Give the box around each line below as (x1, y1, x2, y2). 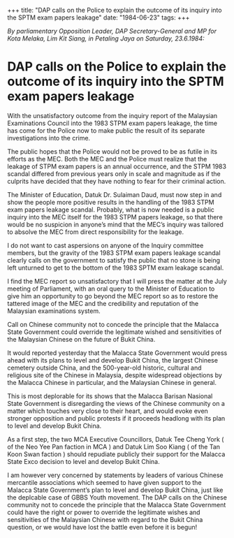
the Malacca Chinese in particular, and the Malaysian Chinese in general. (7, 378, 217, 386)
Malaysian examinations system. (7, 307, 101, 315)
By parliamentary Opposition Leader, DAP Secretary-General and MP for (7, 27, 217, 35)
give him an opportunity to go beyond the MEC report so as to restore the (7, 291, 219, 300)
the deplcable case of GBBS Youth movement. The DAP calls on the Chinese (7, 493, 227, 502)
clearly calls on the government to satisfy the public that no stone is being (7, 256, 221, 264)
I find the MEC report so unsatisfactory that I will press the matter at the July (7, 277, 227, 285)
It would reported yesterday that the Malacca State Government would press (7, 349, 228, 357)
